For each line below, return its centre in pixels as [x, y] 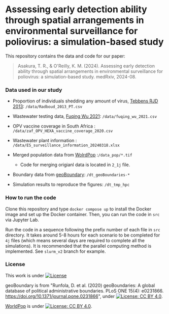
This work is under [25, 275]
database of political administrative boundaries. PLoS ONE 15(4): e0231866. [84, 291]
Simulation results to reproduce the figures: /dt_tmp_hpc [71, 185]
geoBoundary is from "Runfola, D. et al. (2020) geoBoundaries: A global [80, 285]
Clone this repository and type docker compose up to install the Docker [78, 209]
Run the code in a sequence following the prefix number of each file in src [83, 229]
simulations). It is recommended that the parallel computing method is [78, 246]
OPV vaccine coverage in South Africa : [54, 126]
